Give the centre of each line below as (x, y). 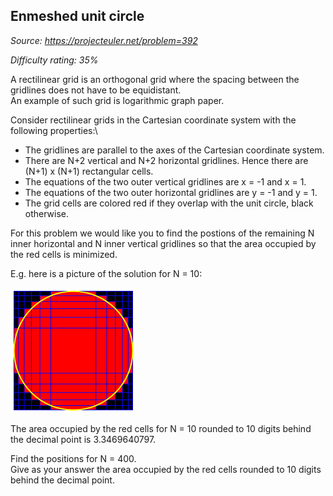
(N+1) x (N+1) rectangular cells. (89, 171)
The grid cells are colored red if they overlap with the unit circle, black (169, 203)
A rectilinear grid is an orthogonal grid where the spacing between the (155, 79)
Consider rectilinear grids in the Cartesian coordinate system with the (153, 120)
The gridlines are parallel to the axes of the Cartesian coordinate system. (174, 150)
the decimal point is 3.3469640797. (83, 439)
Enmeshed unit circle (77, 16)
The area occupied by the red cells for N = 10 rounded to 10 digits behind (161, 428)
